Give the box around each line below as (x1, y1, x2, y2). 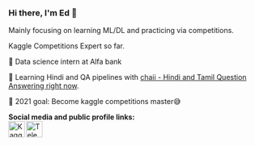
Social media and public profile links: (8, 112, 135, 122)
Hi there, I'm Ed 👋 (8, 7, 78, 19)
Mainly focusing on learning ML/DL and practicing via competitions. (8, 26, 235, 35)
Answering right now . (8, 81, 79, 91)
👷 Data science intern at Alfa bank (8, 56, 122, 67)
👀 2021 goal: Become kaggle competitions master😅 (8, 97, 181, 106)
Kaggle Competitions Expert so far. (8, 41, 125, 51)
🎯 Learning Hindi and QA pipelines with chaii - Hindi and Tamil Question (8, 73, 247, 82)
